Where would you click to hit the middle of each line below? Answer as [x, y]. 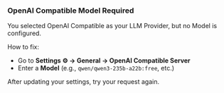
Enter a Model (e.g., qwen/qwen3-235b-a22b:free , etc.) [96, 68]
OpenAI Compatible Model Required [71, 11]
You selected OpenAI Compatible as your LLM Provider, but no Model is [112, 26]
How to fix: [23, 47]
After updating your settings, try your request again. [84, 82]
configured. [24, 33]
